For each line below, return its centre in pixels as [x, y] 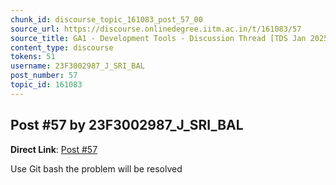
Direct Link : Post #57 [54, 149]
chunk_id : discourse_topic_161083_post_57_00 [106, 19]
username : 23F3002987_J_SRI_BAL [77, 66]
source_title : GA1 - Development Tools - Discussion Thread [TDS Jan [158, 38]
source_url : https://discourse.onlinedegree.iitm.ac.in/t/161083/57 [156, 29]
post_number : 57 [44, 76]
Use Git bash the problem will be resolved [96, 168]
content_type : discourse [62, 47]
